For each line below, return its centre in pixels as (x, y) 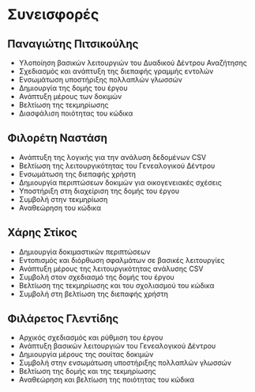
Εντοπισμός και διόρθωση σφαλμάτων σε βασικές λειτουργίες (122, 260)
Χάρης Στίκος (42, 232)
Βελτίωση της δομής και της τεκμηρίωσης (87, 371)
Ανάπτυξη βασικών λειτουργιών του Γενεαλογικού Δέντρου (117, 346)
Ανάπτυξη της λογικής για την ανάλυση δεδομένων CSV (112, 157)
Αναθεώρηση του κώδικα (60, 207)
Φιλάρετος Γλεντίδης (63, 319)
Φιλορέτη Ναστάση (58, 138)
